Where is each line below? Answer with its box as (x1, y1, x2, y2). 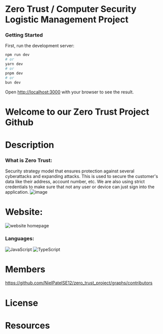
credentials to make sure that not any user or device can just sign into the (5, 184, 155, 190)
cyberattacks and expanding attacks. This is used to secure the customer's (5, 173, 158, 179)
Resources (5, 320, 50, 331)
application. (5, 189, 29, 195)
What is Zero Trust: (5, 157, 53, 164)
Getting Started (5, 32, 43, 39)
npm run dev (5, 52, 30, 57)
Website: (5, 207, 43, 218)
